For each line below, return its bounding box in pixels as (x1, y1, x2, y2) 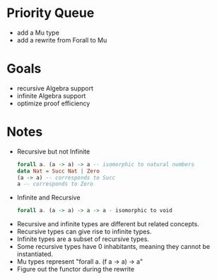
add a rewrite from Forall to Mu (16, 35, 107, 44)
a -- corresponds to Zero (16, 180, 93, 188)
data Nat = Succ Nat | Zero (16, 168, 100, 175)
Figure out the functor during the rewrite (16, 265, 135, 274)
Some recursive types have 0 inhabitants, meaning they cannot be (16, 243, 210, 251)
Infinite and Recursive (16, 193, 81, 202)
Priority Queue (6, 5, 95, 21)
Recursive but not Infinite (16, 147, 90, 156)
